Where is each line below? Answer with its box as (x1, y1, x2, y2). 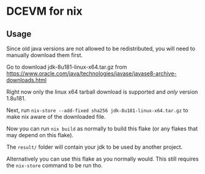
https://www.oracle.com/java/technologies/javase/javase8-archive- (6, 70, 177, 77)
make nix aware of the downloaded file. (6, 113, 106, 120)
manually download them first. (6, 51, 83, 59)
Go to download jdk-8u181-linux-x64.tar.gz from (6, 63, 127, 70)
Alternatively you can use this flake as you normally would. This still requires (6, 155, 199, 162)
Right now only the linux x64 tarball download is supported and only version (6, 88, 198, 96)
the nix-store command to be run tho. (6, 162, 103, 169)
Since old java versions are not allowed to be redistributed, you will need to (6, 45, 196, 52)
